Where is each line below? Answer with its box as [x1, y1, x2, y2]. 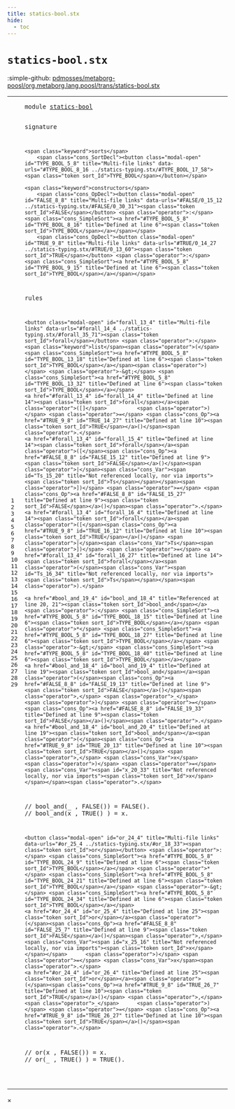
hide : [7, 17, 23, 24]
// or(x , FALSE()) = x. [24, 1048, 107, 1056]
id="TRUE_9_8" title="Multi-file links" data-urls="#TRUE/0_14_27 [24, 240, 217, 247]
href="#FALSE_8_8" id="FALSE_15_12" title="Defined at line [24, 453, 198, 461]
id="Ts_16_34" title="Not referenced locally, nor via [24, 570, 183, 577]
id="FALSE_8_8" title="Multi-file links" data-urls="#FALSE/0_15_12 [24, 197, 222, 204]
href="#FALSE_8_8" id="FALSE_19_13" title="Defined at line [24, 680, 198, 687]
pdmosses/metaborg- [52, 74, 115, 83]
